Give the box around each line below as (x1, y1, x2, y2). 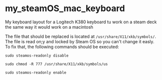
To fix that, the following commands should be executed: (5, 44, 120, 49)
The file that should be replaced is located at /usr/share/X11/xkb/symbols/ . (5, 33, 156, 39)
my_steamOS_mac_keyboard (5, 3, 125, 14)
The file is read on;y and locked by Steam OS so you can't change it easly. (5, 38, 155, 44)
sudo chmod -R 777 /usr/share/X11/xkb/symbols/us (5, 62, 108, 66)
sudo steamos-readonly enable (5, 70, 67, 75)
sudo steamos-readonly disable (5, 53, 69, 58)
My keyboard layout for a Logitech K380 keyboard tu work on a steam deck (5, 19, 157, 25)
